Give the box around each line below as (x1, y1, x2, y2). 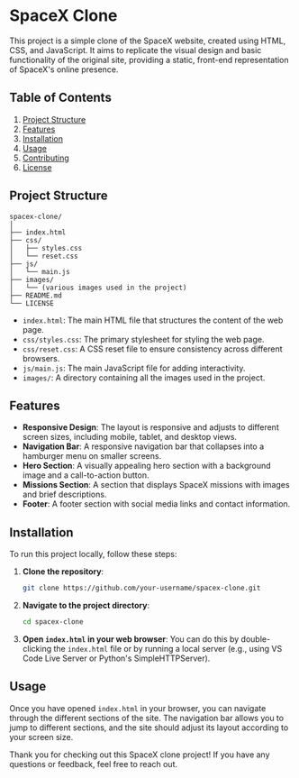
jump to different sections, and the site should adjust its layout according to (9, 722, 289, 733)
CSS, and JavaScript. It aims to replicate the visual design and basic (9, 44, 262, 55)
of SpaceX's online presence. (9, 64, 119, 75)
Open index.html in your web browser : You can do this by (22, 633, 240, 645)
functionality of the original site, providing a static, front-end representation (9, 54, 290, 65)
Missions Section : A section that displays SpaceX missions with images (22, 480, 290, 490)
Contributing (22, 152, 69, 163)
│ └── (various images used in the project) (9, 283, 187, 292)
